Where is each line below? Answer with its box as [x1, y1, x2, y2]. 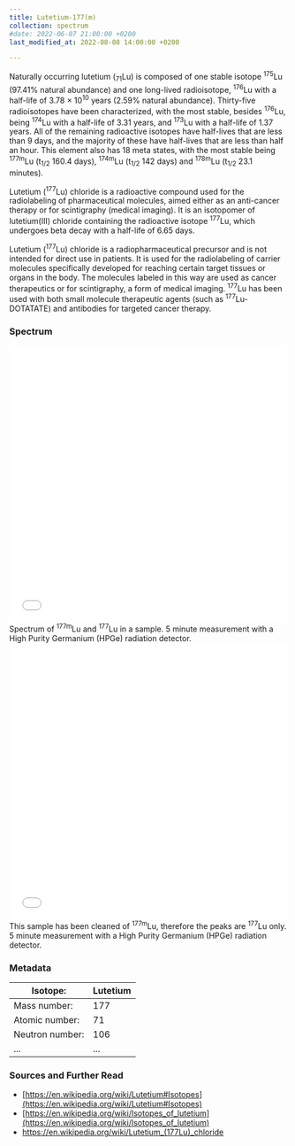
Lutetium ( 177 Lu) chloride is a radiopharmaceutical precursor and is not [9, 243, 268, 254]
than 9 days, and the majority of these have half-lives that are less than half [9, 136, 284, 146]
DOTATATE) [9, 303, 51, 314]
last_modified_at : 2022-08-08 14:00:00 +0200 [9, 37, 179, 47]
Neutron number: [13, 1028, 85, 1041]
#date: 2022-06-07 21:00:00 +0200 [9, 29, 137, 38]
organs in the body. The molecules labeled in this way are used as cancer [9, 272, 277, 283]
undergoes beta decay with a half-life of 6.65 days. [9, 225, 195, 236]
